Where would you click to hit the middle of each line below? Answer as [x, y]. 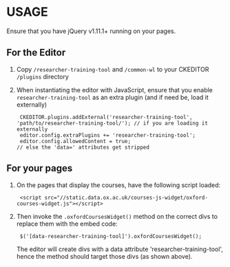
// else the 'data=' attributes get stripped [83, 147]
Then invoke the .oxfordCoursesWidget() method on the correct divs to [117, 216]
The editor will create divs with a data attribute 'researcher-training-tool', [119, 249]
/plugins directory [43, 76]
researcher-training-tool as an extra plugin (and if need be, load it [112, 97]
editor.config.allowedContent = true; [75, 141]
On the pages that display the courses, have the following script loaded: [118, 185]
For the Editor [36, 53]
